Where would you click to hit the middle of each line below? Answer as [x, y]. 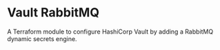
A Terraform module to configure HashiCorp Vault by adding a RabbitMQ [110, 32]
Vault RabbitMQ [53, 13]
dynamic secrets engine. [42, 38]
